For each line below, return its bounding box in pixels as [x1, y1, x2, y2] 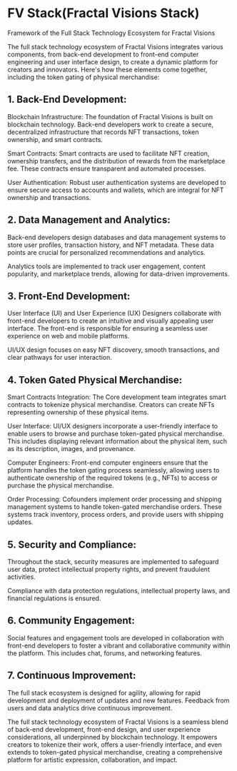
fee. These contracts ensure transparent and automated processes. [7, 164, 206, 173]
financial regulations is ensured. [7, 594, 101, 603]
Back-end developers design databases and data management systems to [7, 233, 226, 241]
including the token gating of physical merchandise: [7, 73, 160, 81]
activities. [7, 573, 36, 581]
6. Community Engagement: [7, 615, 136, 627]
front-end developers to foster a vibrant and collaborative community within [7, 641, 231, 650]
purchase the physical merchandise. [7, 481, 114, 490]
